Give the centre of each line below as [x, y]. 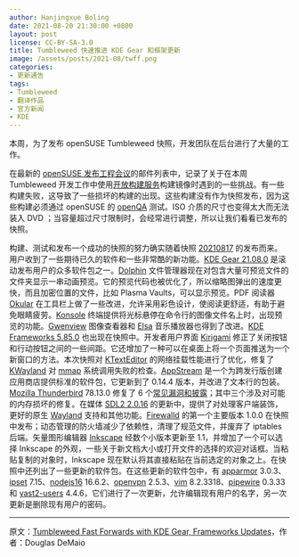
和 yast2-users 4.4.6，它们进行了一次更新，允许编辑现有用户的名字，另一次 [148, 493]
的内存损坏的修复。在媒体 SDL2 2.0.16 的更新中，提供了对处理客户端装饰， [146, 404]
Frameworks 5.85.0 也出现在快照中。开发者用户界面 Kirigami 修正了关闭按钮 [148, 337]
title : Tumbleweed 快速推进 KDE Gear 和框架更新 [95, 51]
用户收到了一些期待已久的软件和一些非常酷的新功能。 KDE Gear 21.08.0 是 [144, 259]
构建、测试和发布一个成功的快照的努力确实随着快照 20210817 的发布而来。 [146, 248]
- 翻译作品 [27, 100]
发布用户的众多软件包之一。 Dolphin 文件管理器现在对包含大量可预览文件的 [153, 270]
